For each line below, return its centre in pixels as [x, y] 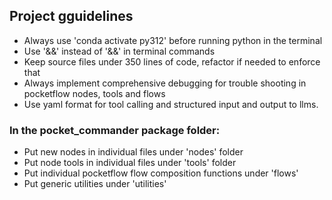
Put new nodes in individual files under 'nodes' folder [133, 152]
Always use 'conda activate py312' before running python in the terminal [173, 40]
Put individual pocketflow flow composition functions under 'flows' [161, 173]
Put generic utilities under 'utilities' [95, 184]
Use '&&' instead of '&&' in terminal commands [119, 51]
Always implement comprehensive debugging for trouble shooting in [165, 83]
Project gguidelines [71, 16]
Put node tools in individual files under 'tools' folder [130, 163]
